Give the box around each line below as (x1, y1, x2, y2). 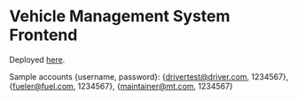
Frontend (9, 25, 78, 45)
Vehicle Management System (9, 6, 231, 27)
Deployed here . (9, 54, 66, 65)
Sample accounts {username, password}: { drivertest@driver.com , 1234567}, (9, 71, 289, 81)
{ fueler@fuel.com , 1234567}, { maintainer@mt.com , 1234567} (9, 81, 233, 91)
